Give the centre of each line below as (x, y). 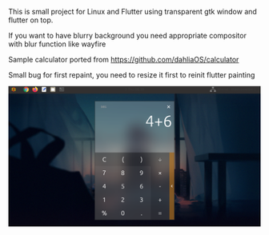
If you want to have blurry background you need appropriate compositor (127, 36)
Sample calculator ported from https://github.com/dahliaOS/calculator (124, 60)
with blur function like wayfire (57, 44)
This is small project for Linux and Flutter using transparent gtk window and (133, 12)
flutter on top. (31, 20)
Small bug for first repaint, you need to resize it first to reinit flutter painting (132, 75)
